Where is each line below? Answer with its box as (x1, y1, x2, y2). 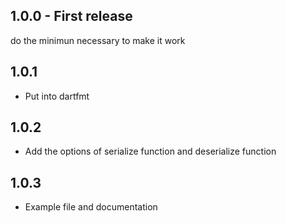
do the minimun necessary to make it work (10, 34, 186, 46)
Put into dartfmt (24, 90, 90, 102)
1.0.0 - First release (10, 8, 133, 25)
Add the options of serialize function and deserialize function (24, 145, 277, 158)
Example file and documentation (24, 201, 158, 213)
